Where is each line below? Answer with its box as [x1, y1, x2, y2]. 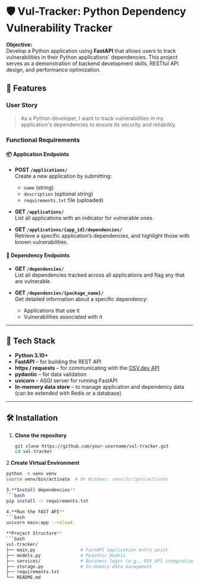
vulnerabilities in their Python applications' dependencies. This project [6, 53, 178, 60]
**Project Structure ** [6, 530, 62, 536]
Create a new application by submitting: [14, 172, 112, 180]
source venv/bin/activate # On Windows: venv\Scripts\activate [6, 477, 168, 482]
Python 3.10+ [14, 351, 49, 359]
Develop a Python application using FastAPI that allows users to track [6, 47, 176, 54]
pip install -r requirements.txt [6, 498, 89, 504]
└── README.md [6, 574, 41, 581]
